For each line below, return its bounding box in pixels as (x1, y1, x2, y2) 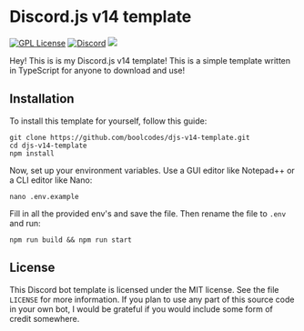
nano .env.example (9, 192, 79, 201)
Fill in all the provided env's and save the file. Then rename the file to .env (9, 207, 287, 219)
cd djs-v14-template (9, 141, 88, 150)
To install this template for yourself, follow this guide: (9, 115, 208, 126)
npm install (9, 148, 55, 158)
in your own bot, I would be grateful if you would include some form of (9, 303, 273, 315)
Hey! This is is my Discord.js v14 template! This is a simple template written (9, 55, 291, 65)
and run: (9, 217, 41, 228)
